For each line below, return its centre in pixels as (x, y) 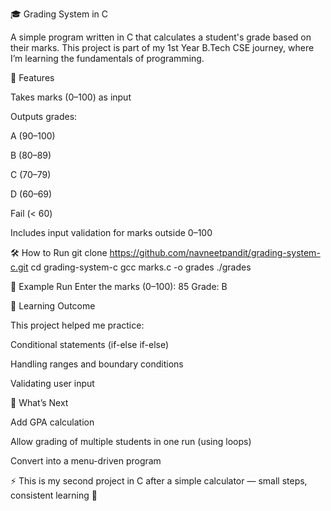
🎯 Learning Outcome (53, 306)
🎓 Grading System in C (59, 14)
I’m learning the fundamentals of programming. (107, 58)
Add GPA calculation (52, 422)
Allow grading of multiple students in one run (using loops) (131, 441)
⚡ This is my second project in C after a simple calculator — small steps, (159, 481)
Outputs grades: (44, 116)
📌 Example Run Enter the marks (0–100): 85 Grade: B (119, 286)
